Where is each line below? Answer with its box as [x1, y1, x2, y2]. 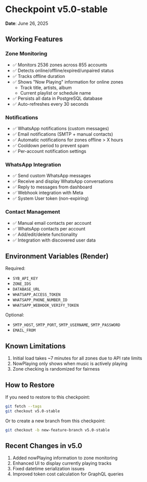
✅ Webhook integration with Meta [12, 190, 84, 196]
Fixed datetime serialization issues [12, 466, 85, 472]
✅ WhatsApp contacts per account [12, 225, 86, 231]
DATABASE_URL [12, 287, 41, 292]
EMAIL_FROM [12, 328, 36, 333]
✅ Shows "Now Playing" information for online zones [12, 78, 123, 85]
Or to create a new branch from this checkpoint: [5, 418, 105, 424]
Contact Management [5, 209, 60, 216]
